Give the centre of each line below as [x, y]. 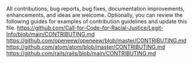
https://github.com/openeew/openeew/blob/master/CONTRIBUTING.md [96, 40]
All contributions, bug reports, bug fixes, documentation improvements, [96, 9]
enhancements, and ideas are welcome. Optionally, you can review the [95, 15]
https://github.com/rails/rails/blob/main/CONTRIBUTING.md [81, 53]
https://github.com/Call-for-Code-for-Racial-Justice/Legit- [90, 28]
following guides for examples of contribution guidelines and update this [97, 21]
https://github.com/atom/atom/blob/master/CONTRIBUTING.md [86, 47]
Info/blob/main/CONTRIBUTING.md [51, 34]
